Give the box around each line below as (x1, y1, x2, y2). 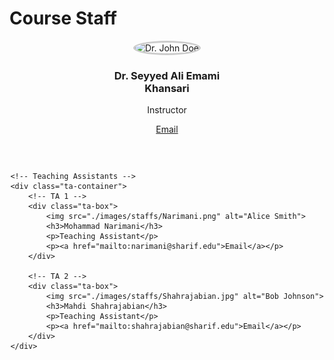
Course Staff (9, 7, 117, 30)
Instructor (147, 104, 187, 116)
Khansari (144, 81, 190, 95)
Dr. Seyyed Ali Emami (113, 68, 221, 82)
